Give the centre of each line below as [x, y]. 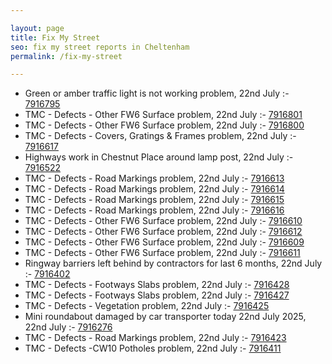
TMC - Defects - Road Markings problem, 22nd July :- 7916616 [154, 210]
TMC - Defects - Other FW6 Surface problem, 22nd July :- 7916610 [163, 221]
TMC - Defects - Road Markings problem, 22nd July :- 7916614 [154, 189]
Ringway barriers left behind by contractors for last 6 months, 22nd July [173, 263]
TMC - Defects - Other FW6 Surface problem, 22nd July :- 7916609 [164, 242]
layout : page [37, 28]
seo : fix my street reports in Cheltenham [100, 47]
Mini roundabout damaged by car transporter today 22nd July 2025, [165, 317]
